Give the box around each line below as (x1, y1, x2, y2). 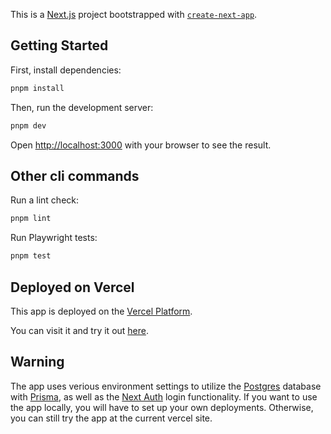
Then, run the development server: (10, 101, 154, 113)
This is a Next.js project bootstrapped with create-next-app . (10, 9, 258, 20)
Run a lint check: (10, 194, 80, 206)
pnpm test (10, 251, 52, 261)
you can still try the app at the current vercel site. (10, 412, 213, 424)
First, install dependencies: (10, 64, 122, 76)
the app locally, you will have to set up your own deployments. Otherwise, (10, 401, 314, 413)
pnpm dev (10, 120, 47, 131)
